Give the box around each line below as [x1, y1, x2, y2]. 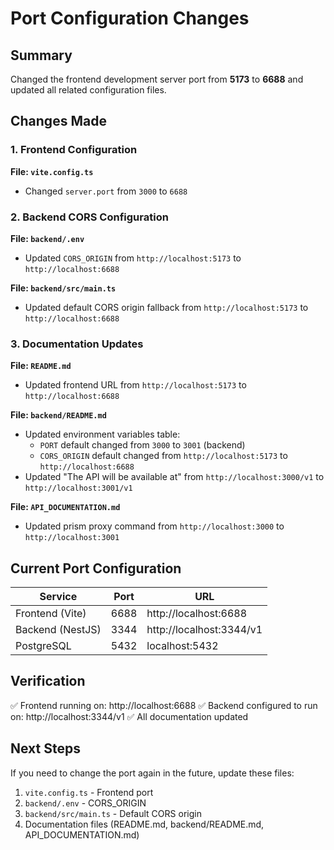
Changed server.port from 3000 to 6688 [24, 185, 188, 197]
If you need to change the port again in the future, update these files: [10, 767, 295, 779]
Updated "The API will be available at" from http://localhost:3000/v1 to [24, 471, 325, 483]
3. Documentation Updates [10, 337, 144, 351]
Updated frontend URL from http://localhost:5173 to [24, 379, 247, 391]
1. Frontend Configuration [10, 143, 138, 157]
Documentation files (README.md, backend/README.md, [24, 818, 265, 830]
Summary [10, 47, 73, 64]
